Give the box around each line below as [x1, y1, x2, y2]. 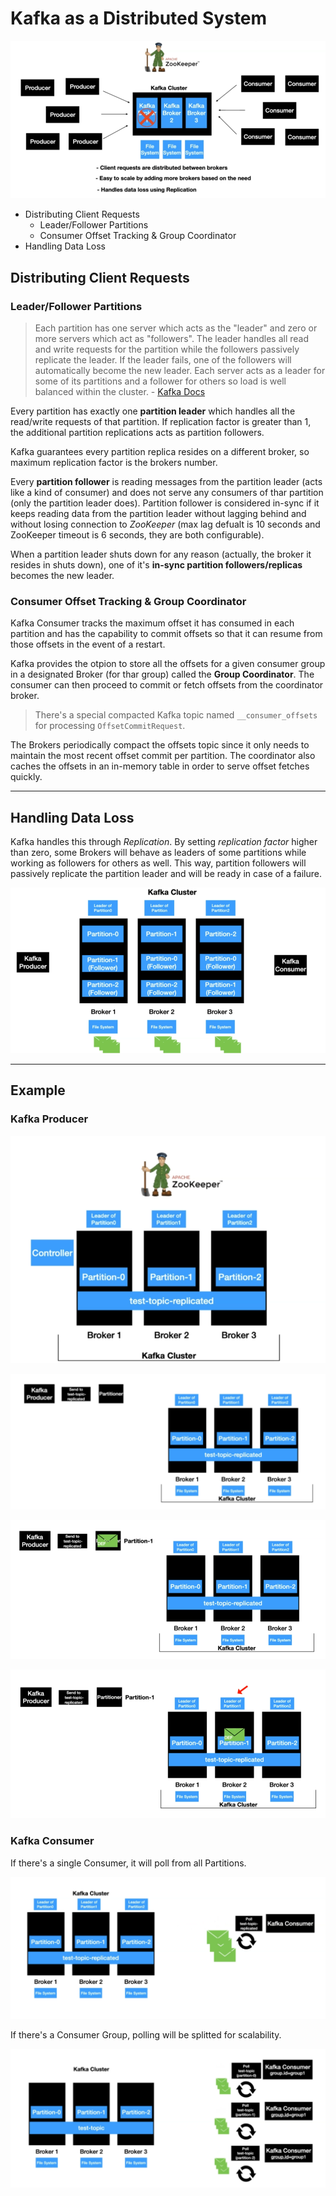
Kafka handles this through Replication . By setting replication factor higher [10, 835, 318, 847]
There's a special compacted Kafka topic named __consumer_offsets [34, 709, 318, 721]
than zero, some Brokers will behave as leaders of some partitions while [10, 846, 307, 858]
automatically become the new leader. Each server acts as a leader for [34, 364, 326, 376]
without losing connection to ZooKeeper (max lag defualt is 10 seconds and [10, 518, 321, 530]
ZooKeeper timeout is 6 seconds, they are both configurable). [10, 528, 265, 541]
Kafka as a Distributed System [10, 7, 268, 30]
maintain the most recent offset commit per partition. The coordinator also [10, 750, 316, 762]
